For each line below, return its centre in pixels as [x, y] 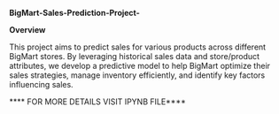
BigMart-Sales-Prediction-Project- [74, 13]
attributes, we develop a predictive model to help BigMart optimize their [140, 66]
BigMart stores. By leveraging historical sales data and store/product [134, 56]
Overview [27, 30]
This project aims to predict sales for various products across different [138, 47]
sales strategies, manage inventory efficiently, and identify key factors [137, 75]
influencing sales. [41, 84]
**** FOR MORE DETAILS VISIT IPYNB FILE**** [97, 102]
